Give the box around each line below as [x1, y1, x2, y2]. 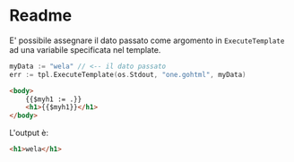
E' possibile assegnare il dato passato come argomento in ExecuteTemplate [9, 35, 285, 46]
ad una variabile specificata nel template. [9, 44, 161, 55]
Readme [9, 5, 73, 26]
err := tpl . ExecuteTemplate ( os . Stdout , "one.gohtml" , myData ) [9, 70, 246, 79]
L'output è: [9, 127, 49, 139]
